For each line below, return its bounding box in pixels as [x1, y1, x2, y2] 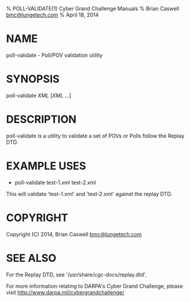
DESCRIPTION [6, 113, 77, 126]
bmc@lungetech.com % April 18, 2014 [6, 11, 99, 18]
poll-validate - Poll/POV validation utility [6, 52, 103, 59]
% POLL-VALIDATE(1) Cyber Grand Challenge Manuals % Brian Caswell [6, 5, 179, 12]
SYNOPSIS [6, 72, 60, 86]
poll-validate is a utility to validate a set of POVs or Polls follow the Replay [6, 132, 185, 139]
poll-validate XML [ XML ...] [6, 92, 72, 99]
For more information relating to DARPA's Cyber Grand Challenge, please [6, 282, 183, 290]
